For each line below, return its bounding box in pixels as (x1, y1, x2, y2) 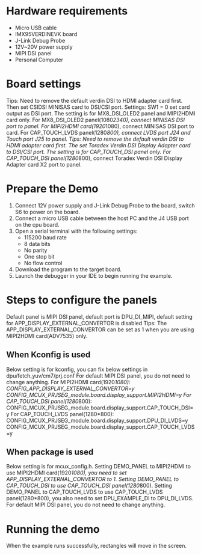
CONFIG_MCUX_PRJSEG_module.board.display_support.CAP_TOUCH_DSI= (6, 404, 194, 411)
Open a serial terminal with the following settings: (14, 227, 138, 235)
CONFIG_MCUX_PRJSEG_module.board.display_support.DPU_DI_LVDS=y (6, 417, 188, 424)
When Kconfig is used (6, 350, 91, 360)
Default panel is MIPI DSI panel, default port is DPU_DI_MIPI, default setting (6, 313, 193, 320)
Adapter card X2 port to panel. (6, 161, 82, 168)
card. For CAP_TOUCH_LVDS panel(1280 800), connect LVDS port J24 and (6, 129, 191, 136)
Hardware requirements (6, 4, 128, 18)
